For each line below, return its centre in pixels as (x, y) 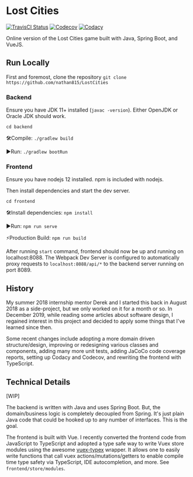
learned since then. (29, 327)
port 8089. (19, 270)
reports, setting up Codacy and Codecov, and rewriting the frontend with (94, 357)
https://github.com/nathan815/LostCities (57, 82)
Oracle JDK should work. (36, 116)
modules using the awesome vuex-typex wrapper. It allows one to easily (93, 450)
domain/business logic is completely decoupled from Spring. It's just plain (95, 413)
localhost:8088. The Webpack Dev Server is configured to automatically (93, 258)
